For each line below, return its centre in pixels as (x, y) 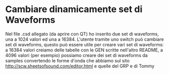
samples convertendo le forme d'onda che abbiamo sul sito (67, 60)
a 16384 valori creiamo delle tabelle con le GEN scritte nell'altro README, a (84, 50)
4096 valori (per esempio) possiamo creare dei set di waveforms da (77, 55)
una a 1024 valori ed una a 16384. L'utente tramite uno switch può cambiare (84, 39)
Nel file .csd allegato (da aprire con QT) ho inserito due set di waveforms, (82, 34)
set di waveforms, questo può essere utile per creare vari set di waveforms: (84, 44)
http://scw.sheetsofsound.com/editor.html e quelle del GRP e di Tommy (80, 66)
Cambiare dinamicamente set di (74, 9)
